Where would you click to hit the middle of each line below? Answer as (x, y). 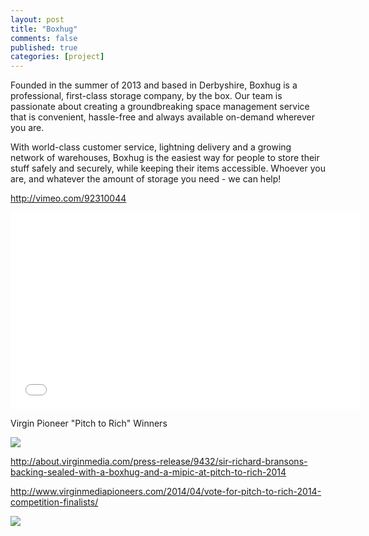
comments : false (44, 38)
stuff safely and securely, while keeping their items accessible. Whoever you (168, 168)
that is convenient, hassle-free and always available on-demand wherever (163, 117)
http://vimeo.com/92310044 (68, 198)
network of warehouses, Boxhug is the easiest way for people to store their (165, 158)
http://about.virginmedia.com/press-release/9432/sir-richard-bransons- (159, 462)
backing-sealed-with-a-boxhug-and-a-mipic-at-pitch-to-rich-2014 (148, 472)
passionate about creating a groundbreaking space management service (160, 107)
